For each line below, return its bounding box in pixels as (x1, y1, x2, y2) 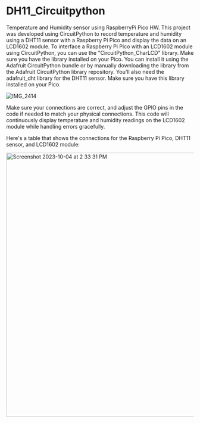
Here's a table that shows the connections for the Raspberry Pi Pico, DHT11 (6, 134, 190, 141)
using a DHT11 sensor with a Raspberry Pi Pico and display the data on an (6, 36, 186, 43)
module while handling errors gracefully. (6, 123, 105, 130)
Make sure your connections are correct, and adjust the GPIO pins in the (6, 104, 183, 111)
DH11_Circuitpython (6, 4, 105, 18)
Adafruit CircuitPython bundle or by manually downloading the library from (6, 61, 189, 69)
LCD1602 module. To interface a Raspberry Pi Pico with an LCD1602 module (6, 43, 193, 50)
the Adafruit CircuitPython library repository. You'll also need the (6, 68, 165, 75)
